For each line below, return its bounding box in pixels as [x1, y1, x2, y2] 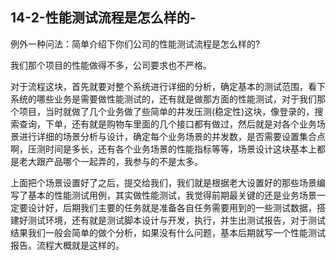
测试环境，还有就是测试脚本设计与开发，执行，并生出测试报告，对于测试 [27, 214, 326, 226]
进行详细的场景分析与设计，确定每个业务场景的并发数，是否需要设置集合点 [18, 130, 326, 142]
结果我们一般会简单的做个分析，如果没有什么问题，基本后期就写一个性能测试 [10, 226, 326, 238]
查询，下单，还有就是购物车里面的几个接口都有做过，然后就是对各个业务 [18, 118, 317, 130]
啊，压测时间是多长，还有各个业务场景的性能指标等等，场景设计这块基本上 [10, 143, 317, 155]
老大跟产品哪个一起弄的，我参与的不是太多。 [18, 155, 203, 167]
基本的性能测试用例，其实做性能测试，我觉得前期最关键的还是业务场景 [27, 189, 317, 201]
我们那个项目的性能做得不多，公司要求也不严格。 [10, 59, 212, 71]
